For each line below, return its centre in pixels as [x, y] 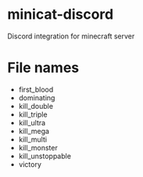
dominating [37, 98]
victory [30, 164]
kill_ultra [32, 122]
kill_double [36, 106]
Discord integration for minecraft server [71, 36]
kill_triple [33, 114]
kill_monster [38, 147]
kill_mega [34, 131]
